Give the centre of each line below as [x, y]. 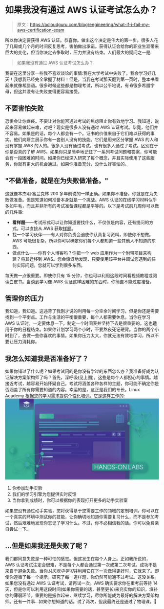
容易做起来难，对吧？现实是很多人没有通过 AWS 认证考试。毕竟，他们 [84, 127]
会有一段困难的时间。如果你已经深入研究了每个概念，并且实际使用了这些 [78, 158]
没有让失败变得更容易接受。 [54, 91]
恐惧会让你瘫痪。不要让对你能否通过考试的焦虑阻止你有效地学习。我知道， [80, 121]
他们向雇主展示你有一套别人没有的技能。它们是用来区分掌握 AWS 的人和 [86, 139]
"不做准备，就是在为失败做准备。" [57, 181]
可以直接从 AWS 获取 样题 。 [48, 228]
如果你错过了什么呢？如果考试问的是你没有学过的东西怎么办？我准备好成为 [80, 371]
